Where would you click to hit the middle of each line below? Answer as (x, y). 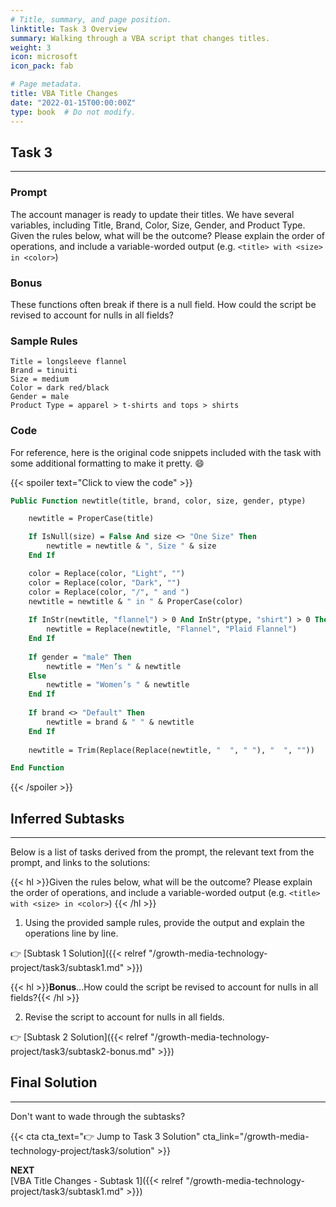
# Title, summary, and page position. (91, 19)
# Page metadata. (46, 84)
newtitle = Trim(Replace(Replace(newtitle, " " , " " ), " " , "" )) (171, 750)
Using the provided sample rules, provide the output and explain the (164, 923)
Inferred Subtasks (67, 818)
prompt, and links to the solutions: (80, 863)
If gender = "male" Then (80, 657)
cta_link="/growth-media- (256, 1136)
